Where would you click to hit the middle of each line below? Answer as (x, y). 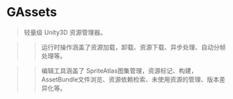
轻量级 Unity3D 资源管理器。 (65, 32)
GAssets (32, 12)
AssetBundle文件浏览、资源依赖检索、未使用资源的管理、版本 (130, 79)
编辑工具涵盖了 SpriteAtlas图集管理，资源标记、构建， (119, 70)
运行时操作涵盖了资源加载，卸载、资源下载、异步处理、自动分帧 (133, 47)
